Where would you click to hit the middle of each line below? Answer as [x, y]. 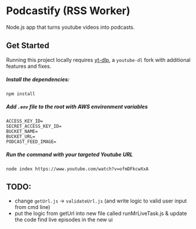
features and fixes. [29, 66]
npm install [21, 94]
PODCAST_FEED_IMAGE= [31, 142]
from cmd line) [32, 207]
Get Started [28, 46]
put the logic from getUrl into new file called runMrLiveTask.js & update [101, 214]
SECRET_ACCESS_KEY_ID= [34, 126]
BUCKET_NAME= [22, 131]
